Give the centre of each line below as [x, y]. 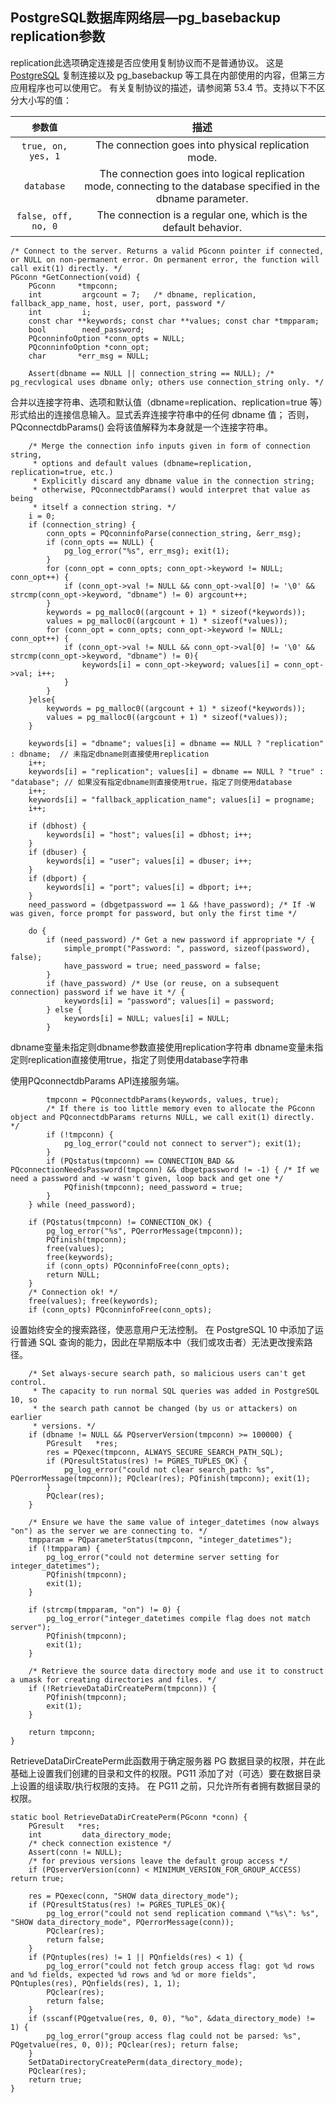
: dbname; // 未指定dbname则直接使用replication [110, 754]
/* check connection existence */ [100, 1843]
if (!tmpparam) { [64, 1548]
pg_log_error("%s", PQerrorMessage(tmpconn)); [145, 1231]
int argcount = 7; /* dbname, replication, [142, 294]
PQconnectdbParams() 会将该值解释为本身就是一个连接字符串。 [142, 427]
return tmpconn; [62, 1732]
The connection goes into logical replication [202, 173]
